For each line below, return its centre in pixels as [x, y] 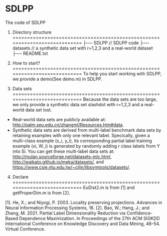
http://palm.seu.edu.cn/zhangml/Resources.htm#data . [68, 125]
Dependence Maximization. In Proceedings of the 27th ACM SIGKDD [90, 218]
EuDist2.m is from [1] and [109, 187]
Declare [20, 177]
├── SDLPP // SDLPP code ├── [116, 42]
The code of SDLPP [25, 22]
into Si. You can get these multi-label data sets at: [63, 151]
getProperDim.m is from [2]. [41, 193]
